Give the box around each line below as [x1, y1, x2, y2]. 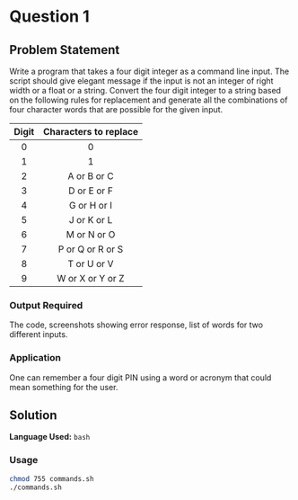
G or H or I [68, 200, 113, 211]
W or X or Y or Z [57, 272, 125, 284]
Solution [9, 407, 57, 423]
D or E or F [68, 184, 114, 197]
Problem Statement [9, 42, 120, 58]
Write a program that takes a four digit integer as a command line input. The [9, 66, 290, 76]
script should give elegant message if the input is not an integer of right [9, 76, 274, 86]
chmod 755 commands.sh [9, 474, 94, 483]
